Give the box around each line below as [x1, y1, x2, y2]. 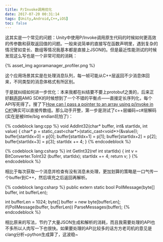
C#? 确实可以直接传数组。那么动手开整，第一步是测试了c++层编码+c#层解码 [5, 108, 157, 113]
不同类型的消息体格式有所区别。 [13, 79, 78, 85]
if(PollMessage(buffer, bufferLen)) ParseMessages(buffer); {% [5, 204, 130, 210]
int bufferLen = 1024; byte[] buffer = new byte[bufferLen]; [5, 199, 121, 205]
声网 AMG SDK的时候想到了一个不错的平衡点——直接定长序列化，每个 [14, 95, 153, 101]
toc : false [5, 20, 27, 26]
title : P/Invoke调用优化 [5, 7, 52, 12]
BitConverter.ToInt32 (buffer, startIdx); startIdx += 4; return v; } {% [5, 153, 138, 159]
